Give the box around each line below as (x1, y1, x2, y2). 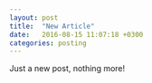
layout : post (9, 13, 59, 23)
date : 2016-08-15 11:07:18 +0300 (9, 30, 144, 39)
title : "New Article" (9, 22, 95, 31)
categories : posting (9, 38, 88, 48)
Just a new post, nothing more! (9, 63, 126, 74)
